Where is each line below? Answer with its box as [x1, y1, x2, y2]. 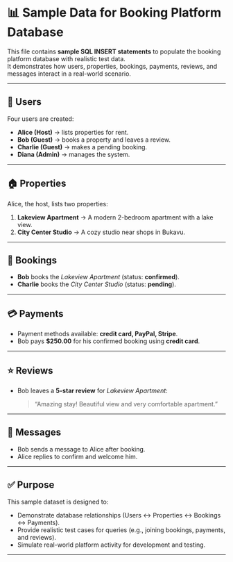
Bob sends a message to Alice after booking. [17, 445, 146, 453]
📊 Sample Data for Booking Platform [7, 5, 222, 21]
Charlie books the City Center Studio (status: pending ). [17, 280, 177, 288]
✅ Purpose [7, 479, 55, 491]
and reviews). [17, 533, 57, 541]
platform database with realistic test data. [7, 54, 126, 63]
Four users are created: [7, 115, 74, 123]
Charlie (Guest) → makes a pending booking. [17, 142, 148, 151]
